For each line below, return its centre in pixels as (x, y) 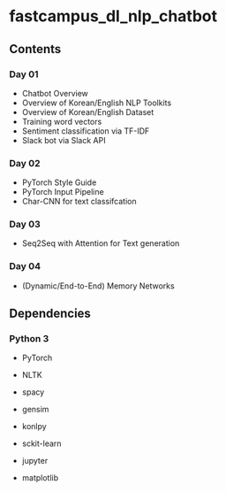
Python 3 (29, 339)
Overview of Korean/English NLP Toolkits (97, 103)
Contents (35, 49)
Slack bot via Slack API (64, 140)
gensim (35, 410)
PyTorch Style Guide (59, 182)
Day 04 (25, 266)
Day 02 (25, 163)
